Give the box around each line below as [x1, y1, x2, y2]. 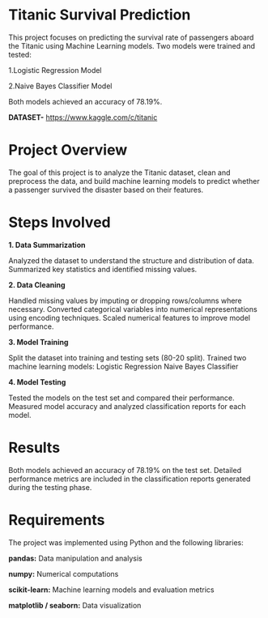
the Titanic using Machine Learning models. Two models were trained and [8, 40, 256, 50]
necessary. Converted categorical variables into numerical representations [8, 304, 257, 313]
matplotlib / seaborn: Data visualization [8, 600, 142, 610]
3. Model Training [8, 337, 69, 347]
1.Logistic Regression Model [8, 65, 103, 75]
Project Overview [8, 141, 128, 160]
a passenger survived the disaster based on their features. [8, 185, 204, 194]
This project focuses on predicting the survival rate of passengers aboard [8, 32, 254, 42]
